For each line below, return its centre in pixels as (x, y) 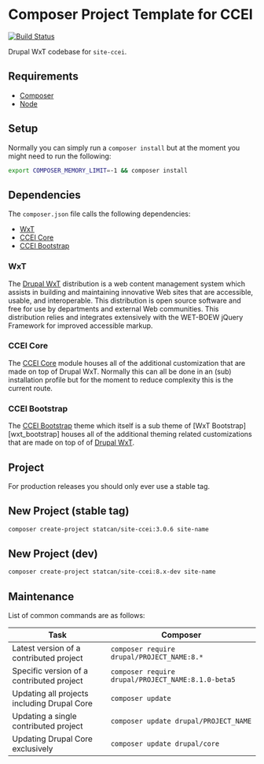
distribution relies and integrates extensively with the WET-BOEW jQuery (126, 317)
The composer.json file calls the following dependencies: (99, 214)
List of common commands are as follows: (77, 616)
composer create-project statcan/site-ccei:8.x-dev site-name (112, 572)
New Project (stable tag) (69, 511)
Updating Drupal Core (52, 739)
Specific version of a (50, 671)
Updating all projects (50, 694)
